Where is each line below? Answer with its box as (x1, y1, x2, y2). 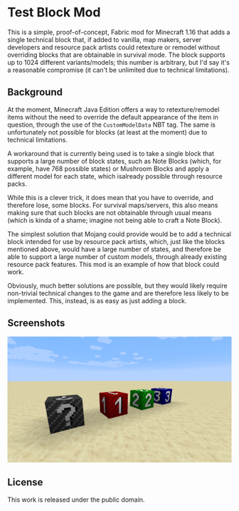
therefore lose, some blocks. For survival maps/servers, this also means (7, 201, 218, 209)
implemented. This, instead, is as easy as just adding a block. (7, 296, 187, 305)
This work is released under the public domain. (7, 495, 145, 504)
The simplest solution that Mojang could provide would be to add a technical (7, 229, 231, 238)
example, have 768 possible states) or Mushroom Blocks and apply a (7, 164, 210, 173)
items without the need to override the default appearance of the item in (7, 112, 219, 121)
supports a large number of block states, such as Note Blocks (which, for (7, 157, 222, 165)
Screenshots (7, 317, 65, 330)
